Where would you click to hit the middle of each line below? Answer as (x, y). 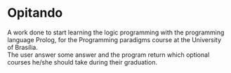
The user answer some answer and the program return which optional (108, 55)
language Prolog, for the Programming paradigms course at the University (114, 39)
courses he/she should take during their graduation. (82, 62)
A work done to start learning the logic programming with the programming (116, 32)
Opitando (35, 13)
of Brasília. (23, 47)
